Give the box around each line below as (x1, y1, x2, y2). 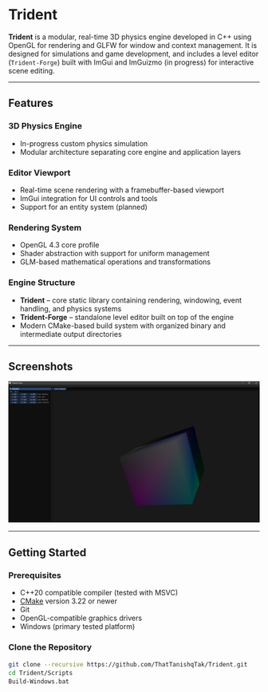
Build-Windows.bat (8, 678, 69, 686)
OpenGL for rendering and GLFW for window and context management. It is (8, 40, 258, 49)
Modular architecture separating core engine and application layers (19, 147, 242, 156)
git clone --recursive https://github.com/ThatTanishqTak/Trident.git (8, 661, 248, 669)
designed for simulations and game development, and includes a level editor (8, 49, 259, 58)
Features (8, 97, 53, 110)
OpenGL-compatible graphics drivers (19, 613, 142, 623)
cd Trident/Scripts (8, 669, 73, 678)
